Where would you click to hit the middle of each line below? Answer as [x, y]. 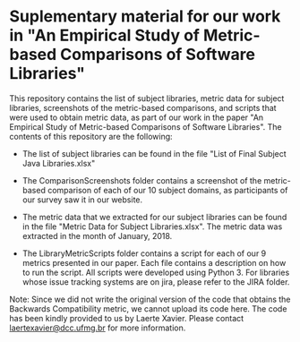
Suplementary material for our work [145, 17]
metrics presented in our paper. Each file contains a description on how [154, 262]
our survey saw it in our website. [82, 200]
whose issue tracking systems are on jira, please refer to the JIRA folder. [156, 282]
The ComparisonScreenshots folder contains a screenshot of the [142, 180]
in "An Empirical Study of [104, 35]
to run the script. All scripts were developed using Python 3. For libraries [156, 272]
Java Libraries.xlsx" [59, 163]
